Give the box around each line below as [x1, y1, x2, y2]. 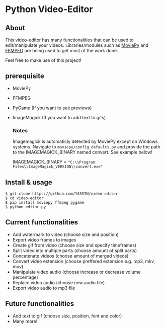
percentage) [12, 274, 39, 280]
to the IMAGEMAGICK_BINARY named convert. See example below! [12, 149, 152, 155]
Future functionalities [5, 299, 74, 308]
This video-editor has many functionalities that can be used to [5, 37, 134, 43]
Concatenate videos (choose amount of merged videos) [12, 253, 129, 259]
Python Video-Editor [5, 4, 93, 15]
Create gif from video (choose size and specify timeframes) [12, 242, 137, 248]
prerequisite [5, 72, 44, 80]
